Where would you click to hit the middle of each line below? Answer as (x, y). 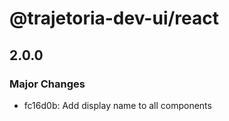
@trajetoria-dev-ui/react (114, 18)
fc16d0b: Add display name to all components (117, 105)
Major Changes (47, 84)
